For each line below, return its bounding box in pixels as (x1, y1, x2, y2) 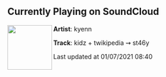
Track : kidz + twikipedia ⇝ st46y (53, 38, 150, 47)
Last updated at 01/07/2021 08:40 (53, 52, 153, 61)
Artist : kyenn (53, 24, 93, 33)
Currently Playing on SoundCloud (7, 6, 160, 18)
